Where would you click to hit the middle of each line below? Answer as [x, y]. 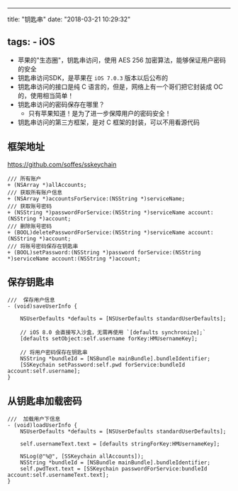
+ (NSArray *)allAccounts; [47, 185]
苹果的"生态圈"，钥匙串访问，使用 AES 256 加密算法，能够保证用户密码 [122, 60]
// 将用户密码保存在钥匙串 [54, 352]
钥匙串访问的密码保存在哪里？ [61, 104]
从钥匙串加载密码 [45, 401]
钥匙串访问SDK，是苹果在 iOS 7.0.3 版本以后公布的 [93, 77]
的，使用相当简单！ [46, 95]
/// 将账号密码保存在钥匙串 [43, 246]
